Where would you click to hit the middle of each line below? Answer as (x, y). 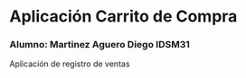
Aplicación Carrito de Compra (123, 17)
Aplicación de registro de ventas (70, 64)
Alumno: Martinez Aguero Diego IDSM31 (99, 45)
